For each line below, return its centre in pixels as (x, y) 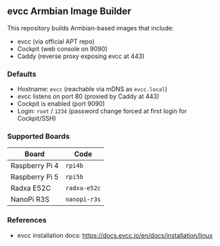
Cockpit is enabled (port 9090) (61, 104)
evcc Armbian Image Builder (69, 11)
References (27, 220)
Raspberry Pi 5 (35, 177)
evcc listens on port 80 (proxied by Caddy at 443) (88, 97)
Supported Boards (39, 136)
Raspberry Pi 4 (35, 166)
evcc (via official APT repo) (56, 41)
